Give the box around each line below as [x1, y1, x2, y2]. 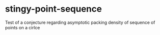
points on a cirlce [5, 24, 40, 30]
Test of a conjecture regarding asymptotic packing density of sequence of [5, 19, 156, 25]
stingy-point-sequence [5, 3, 102, 15]
